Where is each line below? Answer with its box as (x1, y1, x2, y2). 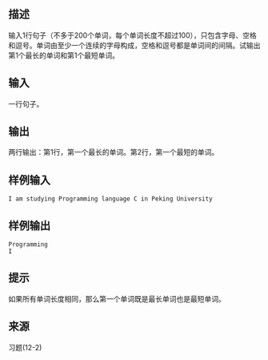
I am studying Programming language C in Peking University (8, 195, 214, 203)
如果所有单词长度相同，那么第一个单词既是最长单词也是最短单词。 (8, 293, 226, 303)
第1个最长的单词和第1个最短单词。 (8, 51, 120, 60)
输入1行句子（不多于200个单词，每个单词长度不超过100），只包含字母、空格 (8, 30, 258, 40)
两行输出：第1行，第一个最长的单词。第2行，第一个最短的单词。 (8, 148, 219, 157)
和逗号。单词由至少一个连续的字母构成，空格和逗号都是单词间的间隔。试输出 (8, 40, 261, 50)
